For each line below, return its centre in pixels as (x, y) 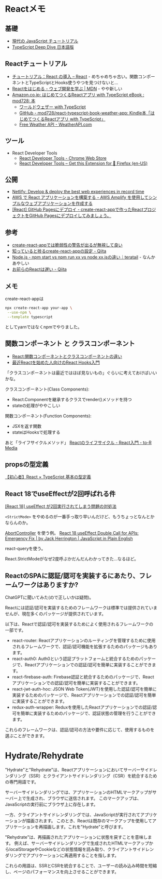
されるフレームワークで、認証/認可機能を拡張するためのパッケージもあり (85, 646)
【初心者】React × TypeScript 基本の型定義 (48, 477)
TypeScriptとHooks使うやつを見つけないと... (74, 83)
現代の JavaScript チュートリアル (45, 41)
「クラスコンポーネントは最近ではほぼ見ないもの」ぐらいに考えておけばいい (81, 372)
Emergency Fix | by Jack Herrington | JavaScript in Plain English (69, 539)
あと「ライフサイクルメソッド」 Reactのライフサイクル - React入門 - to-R (78, 442)
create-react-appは (24, 299)
